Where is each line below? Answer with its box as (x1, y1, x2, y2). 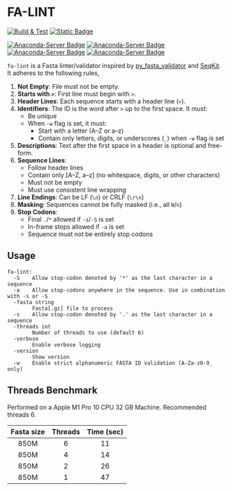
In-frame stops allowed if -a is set (27, 222, 125, 231)
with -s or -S (7, 292, 49, 299)
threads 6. (7, 410, 37, 419)
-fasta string (13, 299, 54, 306)
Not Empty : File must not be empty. (17, 82, 120, 90)
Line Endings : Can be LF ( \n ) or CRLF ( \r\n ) (17, 192, 144, 201)
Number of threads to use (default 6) (32, 329, 144, 336)
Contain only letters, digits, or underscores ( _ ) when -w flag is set (38, 133, 224, 142)
